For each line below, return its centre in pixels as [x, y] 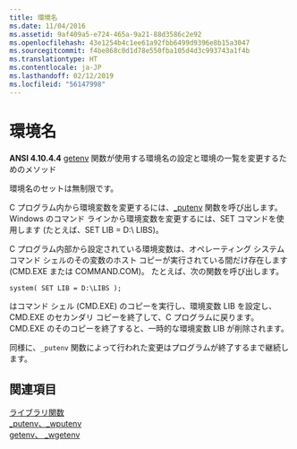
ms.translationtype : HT [54, 59]
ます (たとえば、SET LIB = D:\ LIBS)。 [94, 229]
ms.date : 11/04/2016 [48, 26]
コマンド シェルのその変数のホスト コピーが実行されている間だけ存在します [148, 260]
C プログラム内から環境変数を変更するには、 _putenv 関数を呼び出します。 [146, 207]
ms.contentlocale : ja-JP [55, 68]
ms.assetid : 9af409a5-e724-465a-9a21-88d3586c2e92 [106, 34]
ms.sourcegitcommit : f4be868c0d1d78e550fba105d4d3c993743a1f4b [130, 51]
